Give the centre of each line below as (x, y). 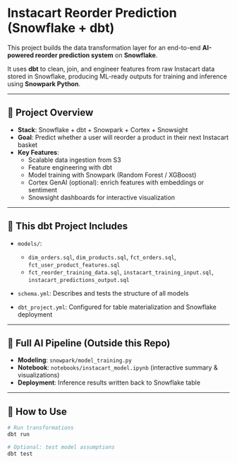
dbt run (19, 435)
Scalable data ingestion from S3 (74, 160)
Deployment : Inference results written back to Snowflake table (109, 382)
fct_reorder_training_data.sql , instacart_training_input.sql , (121, 272)
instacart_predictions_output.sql (79, 280)
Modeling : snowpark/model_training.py (74, 360)
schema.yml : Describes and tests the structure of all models (103, 293)
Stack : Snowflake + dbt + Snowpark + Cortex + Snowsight (103, 129)
